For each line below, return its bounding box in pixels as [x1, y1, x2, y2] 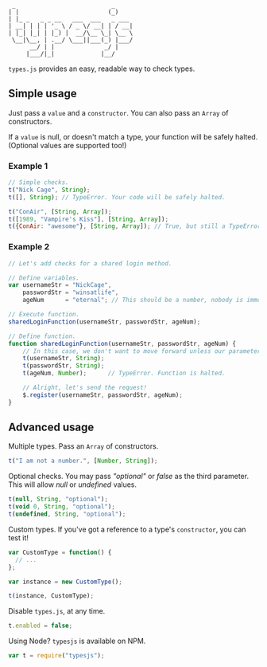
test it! [8, 532, 29, 543]
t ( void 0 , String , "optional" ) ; [8, 503, 115, 511]
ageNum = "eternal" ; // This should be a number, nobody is [22, 296, 244, 304]
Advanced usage [8, 421, 95, 434]
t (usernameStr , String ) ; [22, 355, 105, 363]
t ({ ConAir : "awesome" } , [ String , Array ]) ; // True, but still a [8, 222, 226, 230]
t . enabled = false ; [8, 622, 73, 630]
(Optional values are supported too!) [8, 140, 127, 150]
